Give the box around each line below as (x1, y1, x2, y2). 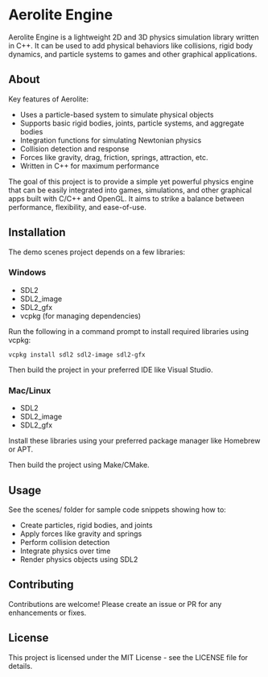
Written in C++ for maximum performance (19, 161, 159, 171)
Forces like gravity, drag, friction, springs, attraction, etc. (19, 152, 208, 162)
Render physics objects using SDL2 (19, 554, 138, 564)
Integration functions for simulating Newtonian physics (19, 135, 202, 145)
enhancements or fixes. (8, 608, 87, 617)
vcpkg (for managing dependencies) (19, 311, 142, 320)
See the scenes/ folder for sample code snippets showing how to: (8, 505, 227, 514)
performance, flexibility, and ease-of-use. (8, 202, 146, 212)
